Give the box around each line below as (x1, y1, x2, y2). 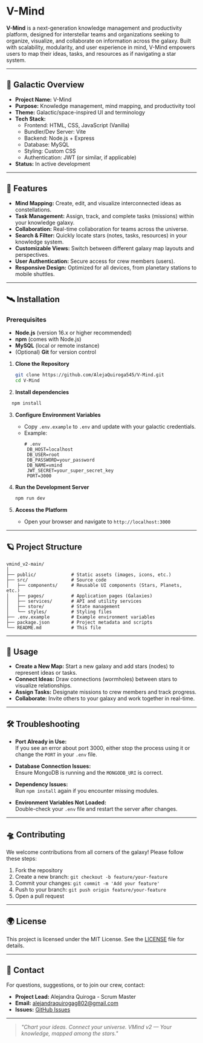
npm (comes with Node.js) (14, 336, 82, 343)
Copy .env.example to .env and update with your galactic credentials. (24, 423, 196, 430)
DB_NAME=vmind (27, 462, 62, 468)
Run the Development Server (14, 483, 89, 491)
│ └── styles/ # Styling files (6, 609, 112, 615)
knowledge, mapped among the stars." (21, 1030, 119, 1037)
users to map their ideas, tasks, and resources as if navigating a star (6, 50, 176, 57)
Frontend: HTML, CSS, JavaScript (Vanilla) (24, 121, 130, 128)
